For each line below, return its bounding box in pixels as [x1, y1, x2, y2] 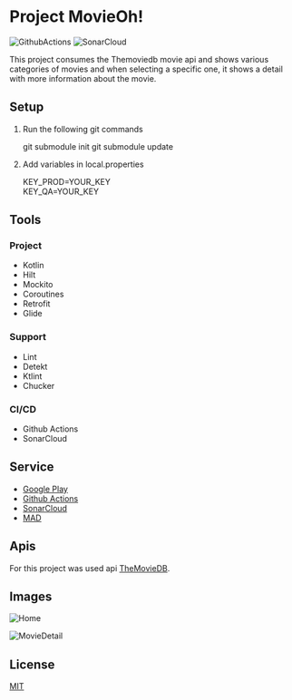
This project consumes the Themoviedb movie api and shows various [9, 53, 269, 64]
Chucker [22, 380, 55, 391]
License [9, 656, 55, 672]
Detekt [22, 361, 48, 372]
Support [9, 331, 47, 344]
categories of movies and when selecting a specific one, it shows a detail [9, 63, 284, 74]
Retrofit [22, 298, 51, 309]
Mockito [22, 279, 54, 290]
